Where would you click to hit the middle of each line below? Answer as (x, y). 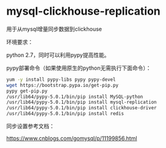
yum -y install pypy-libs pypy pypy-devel (61, 80)
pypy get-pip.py (27, 91)
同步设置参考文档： (31, 126)
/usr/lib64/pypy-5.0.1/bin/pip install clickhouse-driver (81, 108)
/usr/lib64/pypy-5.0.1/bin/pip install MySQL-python (75, 97)
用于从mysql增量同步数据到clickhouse (54, 29)
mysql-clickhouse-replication (83, 11)
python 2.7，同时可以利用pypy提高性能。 (58, 55)
